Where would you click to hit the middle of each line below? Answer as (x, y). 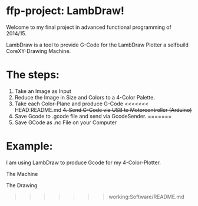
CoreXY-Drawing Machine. (39, 51)
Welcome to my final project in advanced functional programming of (89, 27)
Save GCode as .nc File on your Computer (66, 122)
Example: (29, 146)
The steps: (33, 75)
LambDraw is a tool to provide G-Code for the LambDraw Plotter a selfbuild (97, 45)
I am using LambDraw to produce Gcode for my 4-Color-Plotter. (83, 162)
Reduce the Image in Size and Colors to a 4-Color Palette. (85, 97)
